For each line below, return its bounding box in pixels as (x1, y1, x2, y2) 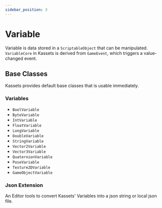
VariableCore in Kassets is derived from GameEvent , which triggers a (5, 50, 143, 56)
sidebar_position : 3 (5, 7, 48, 12)
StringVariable (12, 139, 44, 144)
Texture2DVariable (12, 165, 51, 170)
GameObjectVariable (12, 170, 53, 175)
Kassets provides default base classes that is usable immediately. (5, 83, 139, 89)
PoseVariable (12, 160, 40, 165)
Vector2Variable (12, 144, 46, 149)
